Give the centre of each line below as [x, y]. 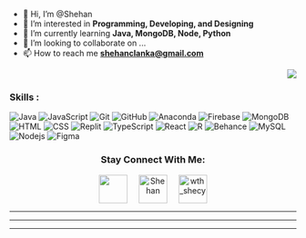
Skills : [25, 97]
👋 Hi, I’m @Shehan [57, 14]
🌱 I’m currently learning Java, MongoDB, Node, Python [127, 33]
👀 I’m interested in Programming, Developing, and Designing [138, 24]
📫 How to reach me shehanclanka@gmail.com [113, 53]
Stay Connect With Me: [153, 160]
